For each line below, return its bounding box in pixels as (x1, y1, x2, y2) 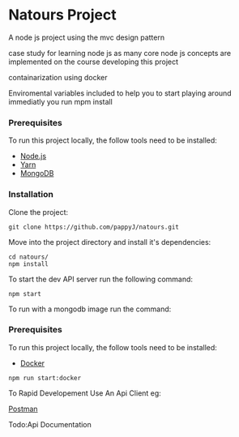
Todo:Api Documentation (8, 419, 92, 429)
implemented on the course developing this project (8, 57, 179, 66)
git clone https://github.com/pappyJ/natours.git (8, 223, 180, 231)
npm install (8, 259, 49, 268)
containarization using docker (8, 72, 108, 82)
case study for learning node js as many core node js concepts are (8, 48, 232, 58)
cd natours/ (8, 253, 49, 261)
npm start (8, 289, 42, 298)
